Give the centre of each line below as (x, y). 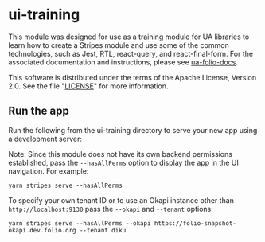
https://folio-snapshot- (195, 223)
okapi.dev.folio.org (43, 230)
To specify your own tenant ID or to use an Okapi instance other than (121, 200)
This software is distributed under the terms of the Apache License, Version (132, 77)
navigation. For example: (49, 171)
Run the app (39, 111)
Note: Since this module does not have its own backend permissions (121, 154)
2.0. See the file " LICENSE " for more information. (88, 86)
